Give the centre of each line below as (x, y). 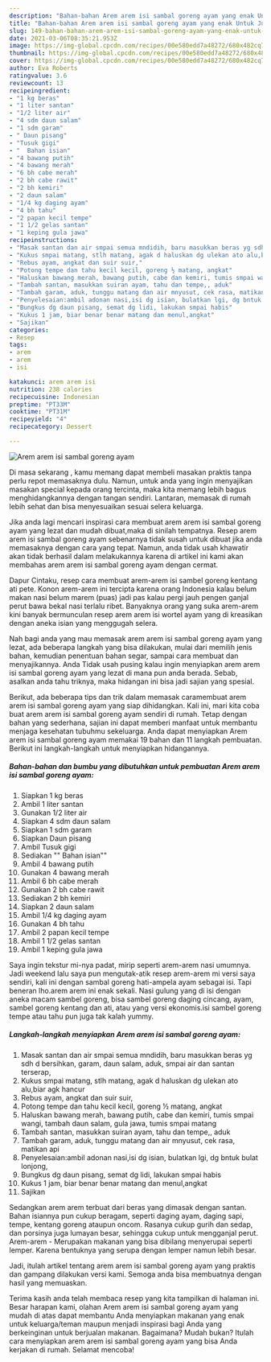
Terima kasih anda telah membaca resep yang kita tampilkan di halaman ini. (134, 1298)
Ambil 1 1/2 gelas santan (61, 940)
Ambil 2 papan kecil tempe (65, 932)
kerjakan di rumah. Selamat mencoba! (72, 1349)
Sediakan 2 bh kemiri (55, 898)
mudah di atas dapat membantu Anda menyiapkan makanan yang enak (127, 1315)
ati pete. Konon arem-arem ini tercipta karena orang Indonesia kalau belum (133, 589)
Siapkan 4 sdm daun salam (66, 821)
